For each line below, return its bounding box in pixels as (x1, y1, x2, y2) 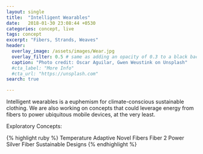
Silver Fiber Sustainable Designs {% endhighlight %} (6, 141, 137, 148)
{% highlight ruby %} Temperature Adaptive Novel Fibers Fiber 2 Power (6, 134, 184, 142)
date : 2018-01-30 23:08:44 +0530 (6, 20, 96, 26)
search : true (6, 76, 39, 82)
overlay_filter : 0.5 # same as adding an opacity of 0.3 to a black (11, 54, 188, 60)
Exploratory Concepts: (6, 123, 62, 130)
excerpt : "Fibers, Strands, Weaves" (6, 37, 98, 43)
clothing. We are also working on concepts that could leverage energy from (6, 104, 195, 112)
